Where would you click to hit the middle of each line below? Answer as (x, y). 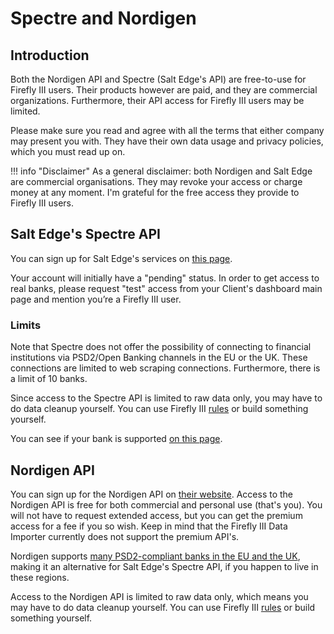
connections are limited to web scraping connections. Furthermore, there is (165, 368)
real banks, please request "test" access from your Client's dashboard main (166, 288)
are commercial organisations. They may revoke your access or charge (156, 181)
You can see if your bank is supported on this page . (116, 439)
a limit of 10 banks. (49, 379)
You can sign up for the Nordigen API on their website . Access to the (152, 494)
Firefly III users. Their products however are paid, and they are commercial (164, 90)
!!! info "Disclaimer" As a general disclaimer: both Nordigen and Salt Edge (161, 171)
